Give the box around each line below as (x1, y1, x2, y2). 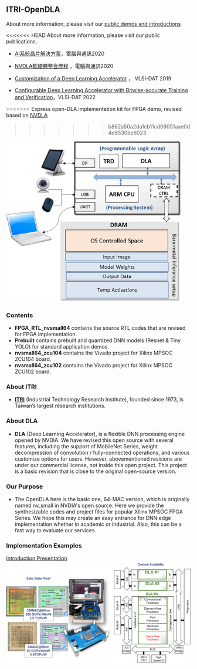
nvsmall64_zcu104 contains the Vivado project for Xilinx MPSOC (14, 349, 173, 357)
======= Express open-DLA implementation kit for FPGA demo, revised (6, 105, 182, 112)
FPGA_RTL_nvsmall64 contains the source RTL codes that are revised (14, 325, 186, 332)
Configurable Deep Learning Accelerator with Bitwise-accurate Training (14, 86, 188, 93)
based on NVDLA (6, 112, 48, 119)
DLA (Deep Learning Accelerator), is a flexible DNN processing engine (14, 430, 185, 437)
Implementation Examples (6, 541, 82, 549)
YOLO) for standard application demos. (14, 343, 110, 350)
